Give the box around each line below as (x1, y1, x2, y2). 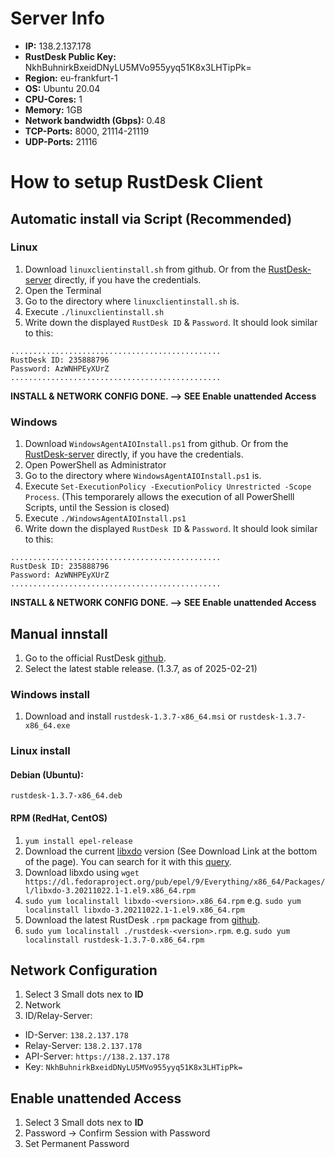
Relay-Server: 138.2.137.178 (24, 1040, 143, 1052)
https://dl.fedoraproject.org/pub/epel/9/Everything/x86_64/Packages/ (24, 877, 326, 887)
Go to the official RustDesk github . (24, 652, 167, 664)
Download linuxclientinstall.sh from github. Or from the (24, 263, 267, 275)
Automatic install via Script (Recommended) (10, 210, 293, 227)
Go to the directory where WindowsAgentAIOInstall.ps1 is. (24, 470, 262, 482)
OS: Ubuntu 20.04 (24, 82, 101, 94)
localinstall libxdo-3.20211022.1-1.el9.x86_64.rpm (24, 905, 245, 915)
